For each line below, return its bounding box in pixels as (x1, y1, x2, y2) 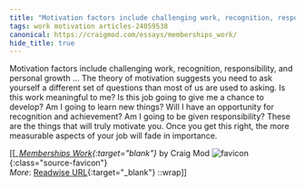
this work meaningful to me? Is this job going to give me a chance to (9, 92, 265, 103)
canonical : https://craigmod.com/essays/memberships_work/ (9, 30, 238, 39)
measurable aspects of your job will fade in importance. (9, 130, 218, 141)
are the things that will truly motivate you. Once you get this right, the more (9, 121, 290, 132)
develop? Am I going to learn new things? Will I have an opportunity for (9, 101, 274, 113)
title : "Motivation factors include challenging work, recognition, (9, 13, 274, 23)
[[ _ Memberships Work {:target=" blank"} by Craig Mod (9, 148, 211, 159)
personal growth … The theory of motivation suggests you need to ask (9, 73, 272, 84)
